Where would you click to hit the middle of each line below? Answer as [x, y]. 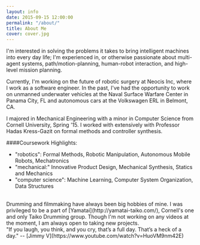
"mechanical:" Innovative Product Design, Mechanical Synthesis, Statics [104, 167]
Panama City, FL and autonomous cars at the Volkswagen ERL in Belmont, [97, 101]
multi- [185, 57]
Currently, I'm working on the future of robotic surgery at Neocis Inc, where [99, 82]
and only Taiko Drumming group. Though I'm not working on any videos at [98, 217]
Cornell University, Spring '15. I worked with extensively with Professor [93, 125]
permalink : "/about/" [33, 23]
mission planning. [41, 70]
